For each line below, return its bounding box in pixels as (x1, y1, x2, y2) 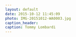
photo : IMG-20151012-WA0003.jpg (5, 16, 71, 21)
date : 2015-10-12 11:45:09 (5, 12, 60, 16)
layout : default (5, 7, 38, 12)
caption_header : (5, 20, 38, 25)
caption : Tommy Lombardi (5, 25, 56, 30)
